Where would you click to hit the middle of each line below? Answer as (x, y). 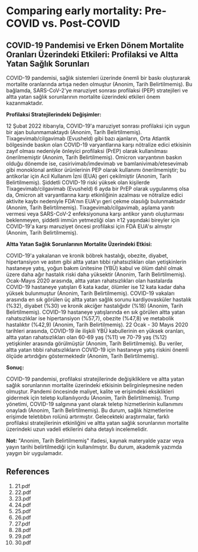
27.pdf (22, 524)
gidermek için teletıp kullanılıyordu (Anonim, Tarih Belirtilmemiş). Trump (93, 398)
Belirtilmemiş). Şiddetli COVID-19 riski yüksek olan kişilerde (78, 182)
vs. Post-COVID (81, 23)
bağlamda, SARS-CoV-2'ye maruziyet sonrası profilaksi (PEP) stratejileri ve (97, 90)
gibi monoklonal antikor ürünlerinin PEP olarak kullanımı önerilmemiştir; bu (96, 170)
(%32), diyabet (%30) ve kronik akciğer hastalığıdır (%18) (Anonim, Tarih (95, 306)
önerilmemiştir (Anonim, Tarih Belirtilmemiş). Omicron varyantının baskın (94, 157)
